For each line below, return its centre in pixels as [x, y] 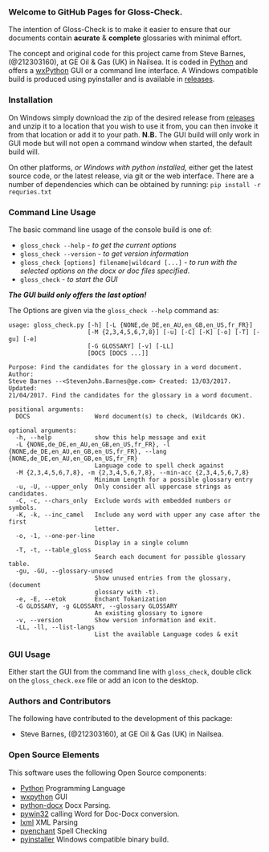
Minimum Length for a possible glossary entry [173, 479]
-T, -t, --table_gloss [53, 550]
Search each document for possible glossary [170, 556]
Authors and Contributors [59, 701]
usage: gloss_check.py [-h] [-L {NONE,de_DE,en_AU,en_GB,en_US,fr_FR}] [130, 325]
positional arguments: [46, 409]
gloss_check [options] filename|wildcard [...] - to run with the [128, 262]
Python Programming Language [73, 788]
